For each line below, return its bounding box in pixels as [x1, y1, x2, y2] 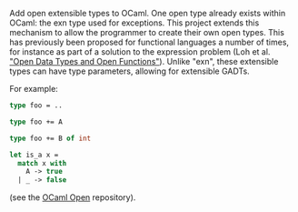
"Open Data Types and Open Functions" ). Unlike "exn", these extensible [9, 56, 279, 66]
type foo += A [9, 117, 64, 126]
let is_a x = [9, 150, 59, 159]
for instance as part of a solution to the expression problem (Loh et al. [9, 46, 271, 57]
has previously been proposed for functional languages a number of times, [9, 36, 289, 47]
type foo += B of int [9, 134, 92, 143]
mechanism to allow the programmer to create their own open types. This [9, 27, 284, 37]
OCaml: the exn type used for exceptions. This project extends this [9, 17, 260, 28]
